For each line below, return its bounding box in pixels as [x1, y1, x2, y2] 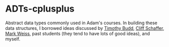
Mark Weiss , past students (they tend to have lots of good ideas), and [5, 30, 150, 36]
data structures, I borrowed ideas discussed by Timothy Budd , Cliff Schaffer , [5, 25, 164, 31]
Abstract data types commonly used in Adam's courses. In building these [5, 20, 157, 26]
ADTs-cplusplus [5, 3, 75, 15]
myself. [5, 36, 21, 42]
